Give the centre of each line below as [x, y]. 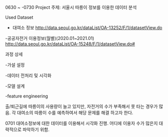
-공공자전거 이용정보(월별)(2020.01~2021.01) [50, 38]
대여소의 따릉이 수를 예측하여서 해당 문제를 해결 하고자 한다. [75, 112]
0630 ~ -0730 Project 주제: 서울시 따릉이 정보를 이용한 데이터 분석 [71, 7]
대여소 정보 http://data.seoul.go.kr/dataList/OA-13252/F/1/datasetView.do [87, 27]
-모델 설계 [15, 86]
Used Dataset [19, 17]
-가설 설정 [15, 65]
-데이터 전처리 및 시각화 [28, 75]
